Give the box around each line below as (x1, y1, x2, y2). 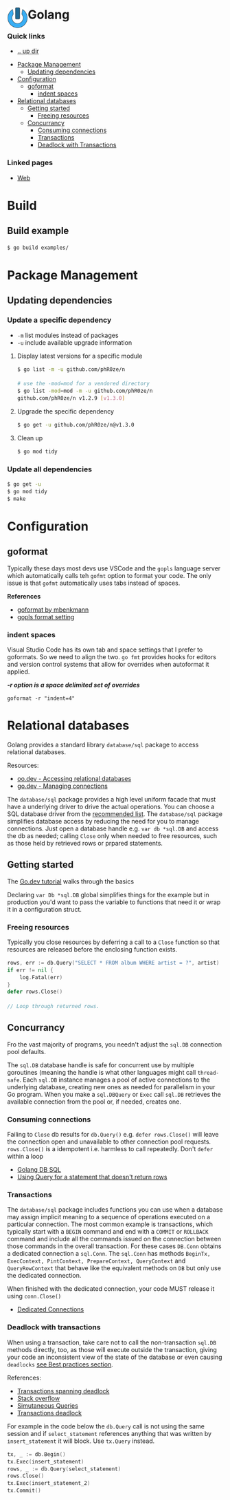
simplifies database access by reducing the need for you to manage (7, 817, 199, 825)
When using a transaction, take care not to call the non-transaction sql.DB (7, 1338, 216, 1347)
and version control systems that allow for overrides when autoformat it (7, 660, 209, 668)
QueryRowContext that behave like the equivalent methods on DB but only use (7, 1264, 222, 1272)
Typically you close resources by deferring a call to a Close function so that (7, 938, 220, 946)
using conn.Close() (7, 1292, 62, 1300)
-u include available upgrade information (16, 338, 133, 347)
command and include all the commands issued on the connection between (7, 1235, 222, 1243)
